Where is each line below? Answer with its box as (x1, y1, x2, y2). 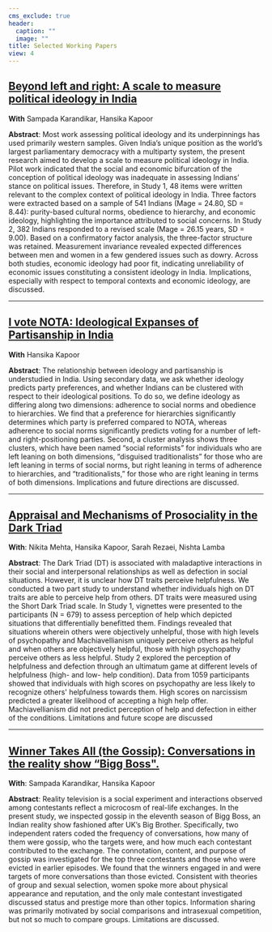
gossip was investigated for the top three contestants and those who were (8, 854, 257, 864)
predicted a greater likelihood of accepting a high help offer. (8, 696, 209, 706)
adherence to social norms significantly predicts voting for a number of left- (8, 425, 261, 435)
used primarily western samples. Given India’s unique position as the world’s (8, 138, 263, 147)
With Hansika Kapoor (8, 349, 80, 359)
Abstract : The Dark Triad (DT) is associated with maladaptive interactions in (8, 558, 262, 568)
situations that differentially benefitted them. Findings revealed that (8, 618, 232, 628)
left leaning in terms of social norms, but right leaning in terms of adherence (8, 460, 262, 470)
